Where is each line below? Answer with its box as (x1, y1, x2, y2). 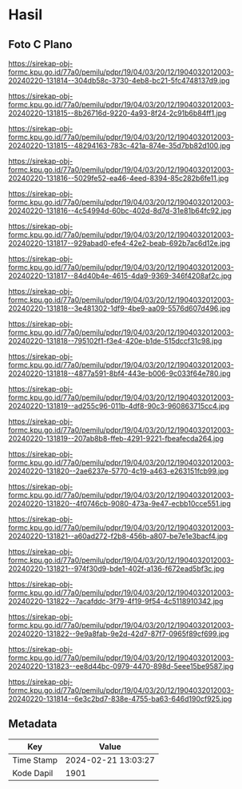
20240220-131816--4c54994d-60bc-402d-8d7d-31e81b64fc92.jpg (8, 206, 232, 215)
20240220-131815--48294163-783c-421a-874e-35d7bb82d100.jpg (8, 141, 231, 150)
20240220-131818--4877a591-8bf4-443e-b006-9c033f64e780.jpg (8, 368, 232, 378)
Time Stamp (12, 755, 58, 766)
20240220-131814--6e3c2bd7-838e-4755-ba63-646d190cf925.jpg (8, 694, 232, 703)
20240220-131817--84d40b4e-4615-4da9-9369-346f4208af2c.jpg (8, 271, 232, 280)
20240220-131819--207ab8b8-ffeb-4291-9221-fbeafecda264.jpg (8, 434, 224, 443)
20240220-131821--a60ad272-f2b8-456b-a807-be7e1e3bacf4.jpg (8, 531, 228, 541)
